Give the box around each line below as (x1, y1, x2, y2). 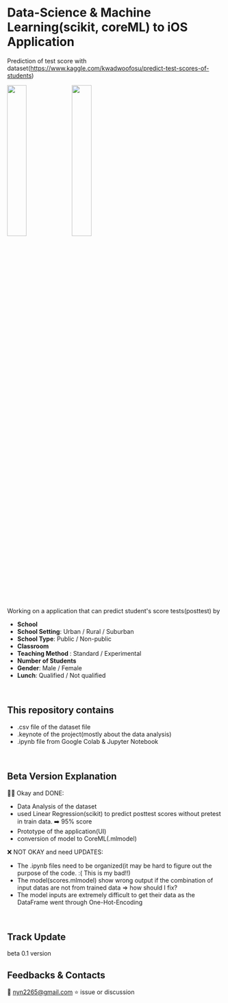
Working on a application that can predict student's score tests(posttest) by (7, 606, 220, 615)
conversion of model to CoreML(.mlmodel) (16, 834, 137, 843)
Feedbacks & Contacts (7, 969, 106, 981)
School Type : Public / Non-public (16, 635, 112, 643)
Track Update (7, 931, 66, 943)
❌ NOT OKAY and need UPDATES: (7, 848, 104, 856)
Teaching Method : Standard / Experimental (16, 649, 142, 657)
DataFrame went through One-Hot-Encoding (16, 898, 143, 906)
